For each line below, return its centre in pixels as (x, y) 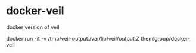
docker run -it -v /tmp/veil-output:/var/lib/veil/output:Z (73, 38)
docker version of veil (33, 27)
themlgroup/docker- (166, 38)
